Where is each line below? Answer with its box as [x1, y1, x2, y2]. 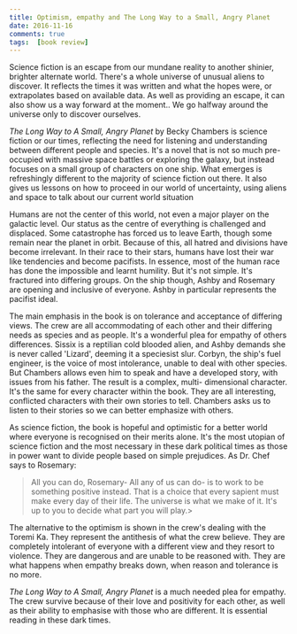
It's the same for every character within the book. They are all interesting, [9, 386, 277, 397]
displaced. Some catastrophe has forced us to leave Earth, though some [9, 228, 272, 239]
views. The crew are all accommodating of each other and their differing [9, 321, 272, 331]
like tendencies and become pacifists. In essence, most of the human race [9, 256, 280, 267]
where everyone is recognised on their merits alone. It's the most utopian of [9, 431, 286, 443]
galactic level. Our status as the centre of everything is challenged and [9, 219, 267, 229]
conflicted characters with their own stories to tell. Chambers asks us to [9, 396, 271, 406]
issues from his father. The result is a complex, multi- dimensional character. [9, 377, 288, 388]
